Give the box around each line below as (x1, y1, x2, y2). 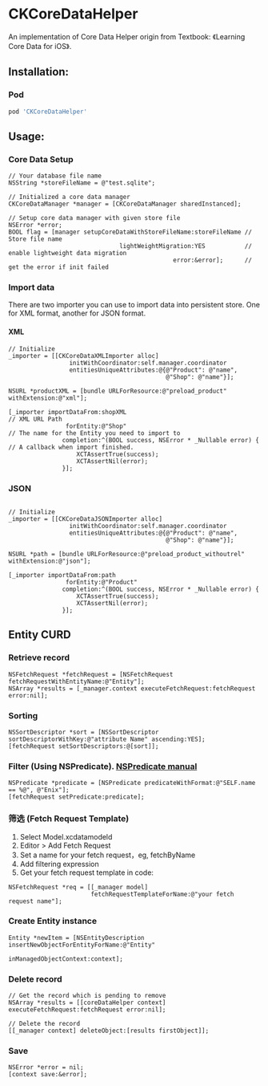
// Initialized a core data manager (8, 193, 130, 201)
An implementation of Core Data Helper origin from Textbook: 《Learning (8, 31, 246, 41)
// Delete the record (8, 1020, 81, 1028)
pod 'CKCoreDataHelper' (8, 108, 88, 116)
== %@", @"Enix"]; (8, 786, 70, 795)
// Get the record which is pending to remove (8, 992, 166, 1000)
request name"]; (8, 897, 62, 905)
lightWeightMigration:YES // (118, 242, 252, 250)
